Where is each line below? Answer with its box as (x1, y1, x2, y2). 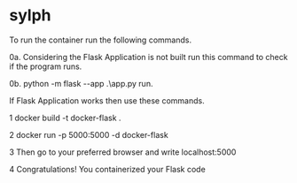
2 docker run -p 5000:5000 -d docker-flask (9, 129, 168, 140)
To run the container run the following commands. (9, 34, 192, 45)
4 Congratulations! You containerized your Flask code (9, 164, 206, 174)
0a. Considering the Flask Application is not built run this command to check (9, 51, 288, 62)
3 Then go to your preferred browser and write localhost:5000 (9, 147, 237, 157)
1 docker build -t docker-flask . (9, 112, 121, 123)
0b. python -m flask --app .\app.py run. (9, 78, 153, 88)
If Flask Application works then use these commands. (9, 95, 206, 106)
